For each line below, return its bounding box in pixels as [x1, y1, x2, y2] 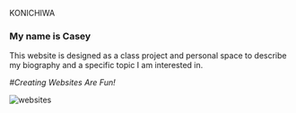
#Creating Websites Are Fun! [9, 77, 116, 88]
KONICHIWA [9, 8, 56, 18]
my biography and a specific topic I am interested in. [9, 60, 204, 71]
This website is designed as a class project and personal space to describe [9, 50, 287, 61]
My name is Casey [9, 30, 91, 42]
